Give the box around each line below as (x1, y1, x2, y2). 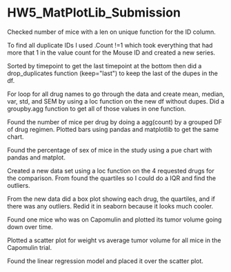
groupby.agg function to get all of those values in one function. (7, 104, 186, 113)
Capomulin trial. (7, 243, 52, 251)
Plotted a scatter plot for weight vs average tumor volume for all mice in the (7, 236, 221, 244)
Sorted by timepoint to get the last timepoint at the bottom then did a (7, 61, 202, 70)
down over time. (7, 222, 53, 231)
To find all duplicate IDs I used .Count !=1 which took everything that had (7, 41, 213, 49)
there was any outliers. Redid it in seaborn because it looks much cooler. (7, 202, 214, 210)
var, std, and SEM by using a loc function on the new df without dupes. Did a (7, 97, 225, 105)
